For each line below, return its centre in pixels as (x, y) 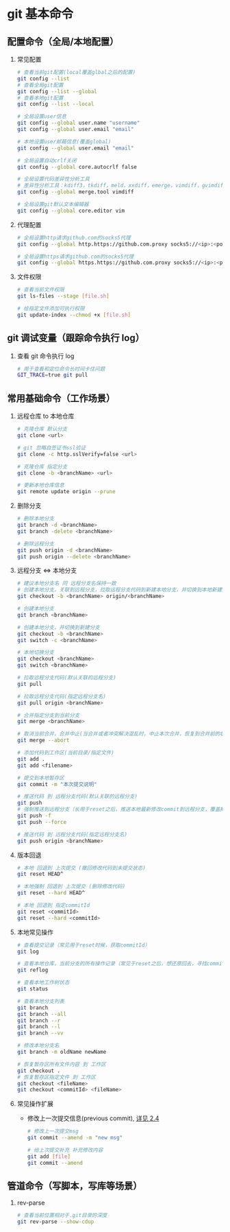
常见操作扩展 (35, 1104)
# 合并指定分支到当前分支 (48, 715)
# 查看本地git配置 (40, 98)
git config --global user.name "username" (78, 123)
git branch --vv (40, 1033)
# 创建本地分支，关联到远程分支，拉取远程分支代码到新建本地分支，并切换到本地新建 (119, 590)
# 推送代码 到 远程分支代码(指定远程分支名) (72, 834)
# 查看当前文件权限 (41, 290)
